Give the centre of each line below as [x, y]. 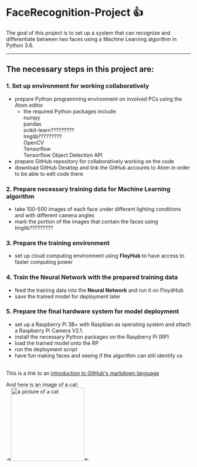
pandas [33, 124]
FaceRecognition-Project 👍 [75, 13]
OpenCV [34, 142]
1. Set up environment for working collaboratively [78, 86]
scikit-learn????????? [49, 130]
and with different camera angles [55, 215]
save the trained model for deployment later [67, 296]
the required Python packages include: [70, 111]
